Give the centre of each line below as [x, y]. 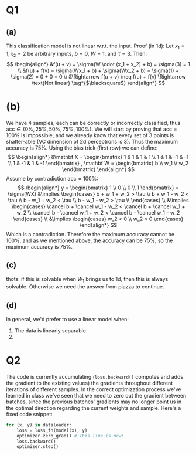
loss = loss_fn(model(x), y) [52, 430]
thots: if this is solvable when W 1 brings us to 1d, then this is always [87, 280]
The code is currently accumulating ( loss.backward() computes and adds [94, 376]
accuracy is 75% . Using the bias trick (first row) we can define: [82, 148]
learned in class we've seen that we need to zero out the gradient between [96, 395]
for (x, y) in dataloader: [39, 425]
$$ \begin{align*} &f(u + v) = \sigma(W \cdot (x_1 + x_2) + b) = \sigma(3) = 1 [98, 64]
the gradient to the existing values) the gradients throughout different [90, 383]
